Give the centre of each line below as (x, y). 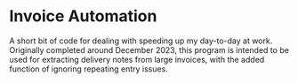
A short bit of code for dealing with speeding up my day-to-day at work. (141, 41)
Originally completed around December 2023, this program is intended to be (149, 49)
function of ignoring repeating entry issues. (89, 69)
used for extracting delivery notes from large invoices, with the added (137, 59)
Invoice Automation (83, 16)
